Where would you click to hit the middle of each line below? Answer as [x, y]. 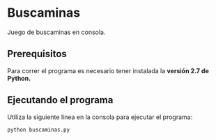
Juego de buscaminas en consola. [56, 32]
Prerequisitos [37, 54]
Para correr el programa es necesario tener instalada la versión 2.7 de [108, 70]
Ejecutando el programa [60, 100]
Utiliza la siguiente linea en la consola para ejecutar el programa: [100, 117]
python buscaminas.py [39, 130]
